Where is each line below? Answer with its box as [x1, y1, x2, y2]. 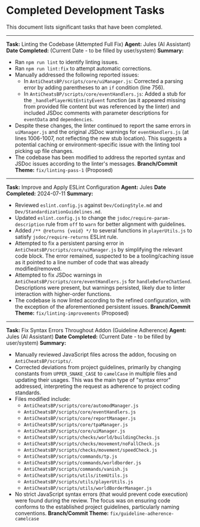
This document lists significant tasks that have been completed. [6, 23, 162, 30]
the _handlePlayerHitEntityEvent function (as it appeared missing [23, 96, 186, 103]
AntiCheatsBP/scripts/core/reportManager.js [23, 415, 136, 421]
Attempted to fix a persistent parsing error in [14, 240, 124, 247]
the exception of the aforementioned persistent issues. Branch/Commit [14, 303, 190, 310]
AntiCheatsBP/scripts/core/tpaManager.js [23, 422, 128, 428]
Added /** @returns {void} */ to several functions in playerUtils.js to [14, 226, 192, 234]
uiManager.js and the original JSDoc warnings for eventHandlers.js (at [14, 128, 189, 135]
